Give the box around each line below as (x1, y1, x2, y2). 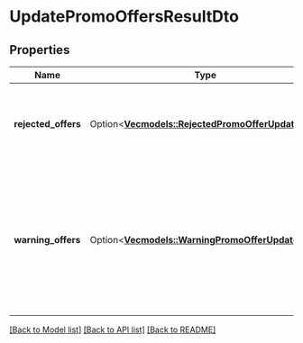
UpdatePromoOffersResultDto (9, 6, 239, 27)
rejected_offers (14, 118, 81, 130)
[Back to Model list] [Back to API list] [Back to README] (9, 324, 216, 335)
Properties (9, 42, 70, 58)
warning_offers (14, 234, 81, 246)
